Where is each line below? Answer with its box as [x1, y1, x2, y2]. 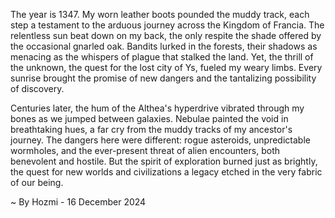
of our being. [10, 177, 64, 188]
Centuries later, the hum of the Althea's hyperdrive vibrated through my [10, 102, 305, 114]
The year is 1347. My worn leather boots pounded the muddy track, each [10, 9, 310, 20]
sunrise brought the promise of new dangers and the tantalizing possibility [10, 72, 317, 84]
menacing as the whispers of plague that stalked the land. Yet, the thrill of [10, 51, 314, 63]
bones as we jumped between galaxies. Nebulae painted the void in [10, 113, 289, 124]
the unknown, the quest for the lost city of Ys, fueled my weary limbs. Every [10, 62, 323, 73]
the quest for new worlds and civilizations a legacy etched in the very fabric [10, 166, 323, 178]
